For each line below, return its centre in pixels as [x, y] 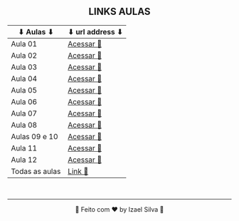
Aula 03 [24, 67]
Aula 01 [24, 43]
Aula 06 [24, 101]
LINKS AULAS [119, 12]
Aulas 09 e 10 [34, 136]
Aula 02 [24, 55]
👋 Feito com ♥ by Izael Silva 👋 [119, 209]
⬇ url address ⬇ [95, 31]
